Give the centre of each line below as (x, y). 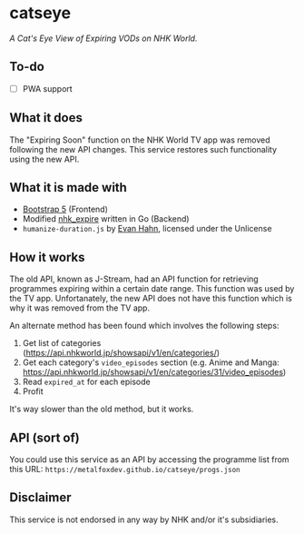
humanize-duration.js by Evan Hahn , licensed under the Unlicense (147, 229)
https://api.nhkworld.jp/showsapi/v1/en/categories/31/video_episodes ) (154, 372)
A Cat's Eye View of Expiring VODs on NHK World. (103, 38)
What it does (46, 118)
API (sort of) (44, 437)
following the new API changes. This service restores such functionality (143, 149)
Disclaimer (40, 498)
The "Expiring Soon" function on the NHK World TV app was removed (140, 140)
